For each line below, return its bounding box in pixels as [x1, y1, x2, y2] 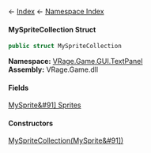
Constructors [8, 118, 54, 128]
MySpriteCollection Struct [8, 24, 96, 34]
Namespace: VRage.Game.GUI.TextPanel [8, 57, 143, 66]
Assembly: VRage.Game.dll [8, 65, 99, 74]
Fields [8, 83, 29, 92]
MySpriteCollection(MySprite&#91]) [8, 136, 124, 145]
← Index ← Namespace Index [8, 7, 104, 16]
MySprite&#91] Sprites [8, 100, 81, 110]
